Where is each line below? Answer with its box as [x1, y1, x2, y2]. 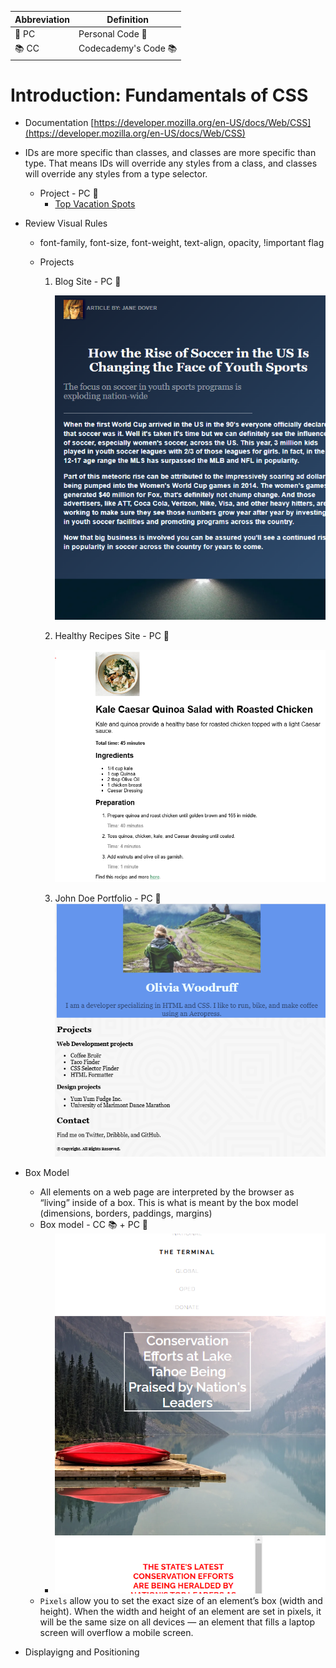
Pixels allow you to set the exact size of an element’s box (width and [39, 1595, 323, 1607]
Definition [106, 13, 150, 25]
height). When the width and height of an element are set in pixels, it [39, 1606, 322, 1618]
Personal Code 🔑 [78, 27, 148, 40]
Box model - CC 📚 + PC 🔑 [39, 1219, 149, 1231]
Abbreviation [14, 13, 71, 25]
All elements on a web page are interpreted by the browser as [39, 1186, 295, 1198]
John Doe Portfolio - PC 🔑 [54, 892, 162, 905]
